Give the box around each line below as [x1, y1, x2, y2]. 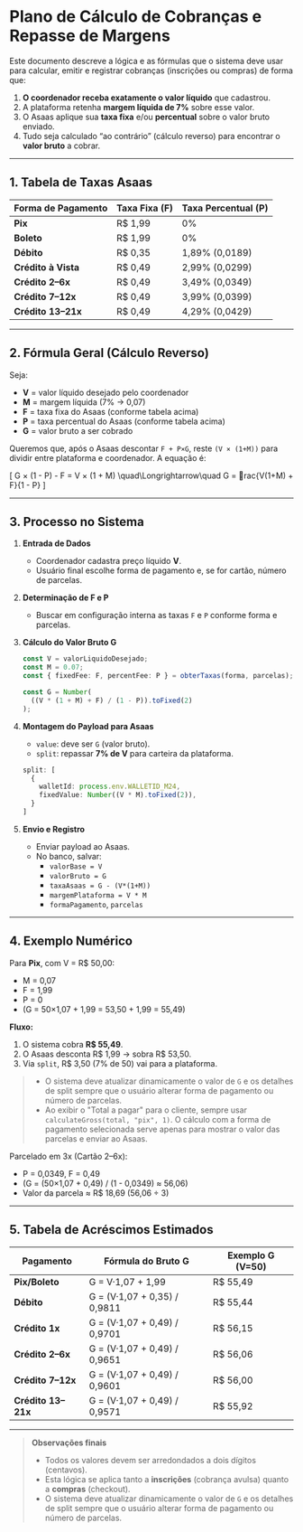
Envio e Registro [22, 823, 86, 834]
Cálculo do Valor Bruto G [22, 637, 117, 648]
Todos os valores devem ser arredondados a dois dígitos [44, 1454, 257, 1465]
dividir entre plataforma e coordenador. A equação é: [9, 452, 207, 463]
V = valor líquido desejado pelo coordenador [22, 387, 189, 398]
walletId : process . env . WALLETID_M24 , [39, 782, 181, 792]
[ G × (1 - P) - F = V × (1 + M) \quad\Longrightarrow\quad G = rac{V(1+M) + [9, 470, 294, 481]
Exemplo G [226, 1249, 275, 1262]
